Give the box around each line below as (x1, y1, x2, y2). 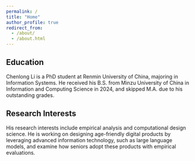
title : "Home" (6, 14, 41, 20)
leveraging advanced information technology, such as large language (6, 136, 173, 143)
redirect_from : (6, 25, 43, 31)
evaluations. (6, 149, 36, 156)
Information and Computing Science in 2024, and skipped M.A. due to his (6, 85, 183, 93)
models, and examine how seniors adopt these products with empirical (6, 143, 176, 150)
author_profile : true (6, 19, 59, 25)
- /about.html (11, 36, 46, 42)
